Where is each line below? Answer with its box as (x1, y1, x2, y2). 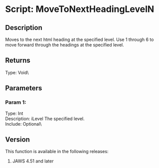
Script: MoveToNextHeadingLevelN (5, 3, 155, 15)
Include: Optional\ (5, 121, 42, 127)
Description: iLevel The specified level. (5, 116, 85, 122)
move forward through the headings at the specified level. (5, 42, 124, 48)
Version (5, 135, 30, 144)
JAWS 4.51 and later (12, 158, 54, 164)
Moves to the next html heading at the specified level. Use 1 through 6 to (5, 36, 154, 42)
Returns (5, 56, 31, 65)
